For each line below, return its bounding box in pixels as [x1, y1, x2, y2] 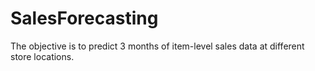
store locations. [10, 50, 75, 62]
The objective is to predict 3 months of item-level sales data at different [10, 40, 305, 52]
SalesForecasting [10, 7, 159, 30]
